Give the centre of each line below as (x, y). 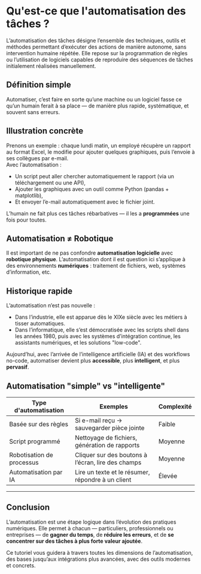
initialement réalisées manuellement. (51, 66)
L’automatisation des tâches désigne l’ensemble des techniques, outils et (96, 40)
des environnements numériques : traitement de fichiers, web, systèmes (96, 266)
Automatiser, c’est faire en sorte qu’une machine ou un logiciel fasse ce (94, 99)
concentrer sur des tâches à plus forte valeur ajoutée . (74, 541)
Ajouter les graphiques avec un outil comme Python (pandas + (92, 189)
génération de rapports (107, 445)
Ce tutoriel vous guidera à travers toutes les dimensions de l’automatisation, (100, 552)
